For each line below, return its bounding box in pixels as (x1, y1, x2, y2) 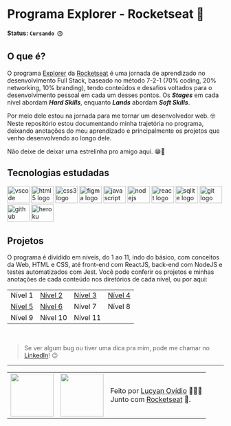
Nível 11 (74, 313, 102, 323)
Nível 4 (107, 290, 131, 300)
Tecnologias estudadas (7, 167, 110, 179)
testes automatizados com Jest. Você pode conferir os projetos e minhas (7, 268, 214, 276)
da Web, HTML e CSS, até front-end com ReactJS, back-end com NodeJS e (7, 261, 223, 269)
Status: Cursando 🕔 (7, 29, 63, 37)
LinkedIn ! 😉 (23, 351, 58, 360)
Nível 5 (10, 302, 34, 312)
